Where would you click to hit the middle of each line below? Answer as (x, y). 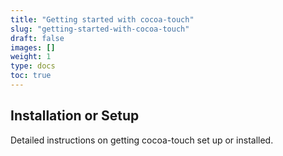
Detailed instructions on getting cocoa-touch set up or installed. (142, 140)
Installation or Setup (75, 116)
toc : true (31, 76)
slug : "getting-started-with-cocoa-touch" (100, 29)
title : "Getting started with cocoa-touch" (102, 19)
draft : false (37, 38)
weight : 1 (31, 57)
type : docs (33, 66)
